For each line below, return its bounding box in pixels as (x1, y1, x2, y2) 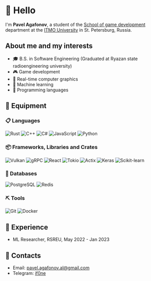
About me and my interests (5, 42, 93, 50)
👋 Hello (5, 5, 36, 16)
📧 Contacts (5, 251, 41, 260)
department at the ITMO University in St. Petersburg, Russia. (5, 27, 132, 33)
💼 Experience (5, 223, 48, 232)
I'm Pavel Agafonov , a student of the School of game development (5, 21, 146, 28)
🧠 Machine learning (12, 81, 54, 87)
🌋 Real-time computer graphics (12, 76, 78, 82)
